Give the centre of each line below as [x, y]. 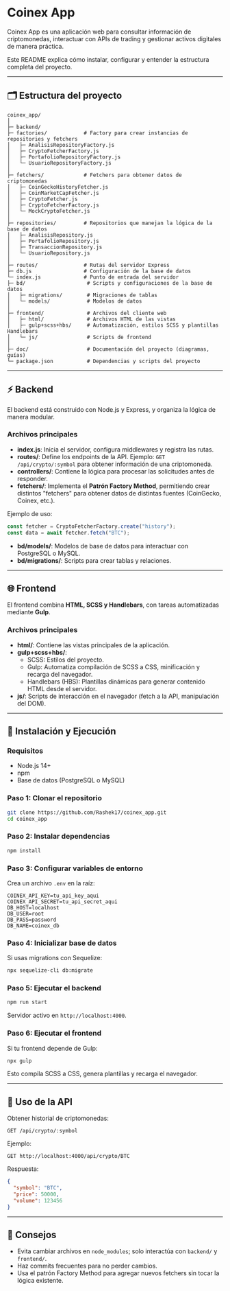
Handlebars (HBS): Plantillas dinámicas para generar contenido [116, 682]
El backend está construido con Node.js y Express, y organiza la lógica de [112, 409]
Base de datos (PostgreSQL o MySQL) [71, 780]
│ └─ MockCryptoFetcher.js [49, 211]
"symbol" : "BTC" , [38, 1188]
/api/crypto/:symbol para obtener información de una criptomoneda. [115, 464]
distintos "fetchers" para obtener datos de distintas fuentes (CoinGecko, [119, 493]
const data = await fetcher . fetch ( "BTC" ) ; [68, 533]
